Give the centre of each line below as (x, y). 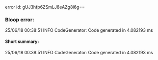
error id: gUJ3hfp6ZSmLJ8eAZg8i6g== (45, 7)
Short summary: (22, 41)
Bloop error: (20, 20)
